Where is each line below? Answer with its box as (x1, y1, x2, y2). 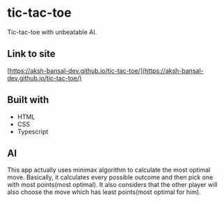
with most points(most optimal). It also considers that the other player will (7, 181, 218, 189)
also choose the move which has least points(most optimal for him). (7, 188, 201, 196)
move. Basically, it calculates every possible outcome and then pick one (7, 173, 214, 181)
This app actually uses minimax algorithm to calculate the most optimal (7, 165, 211, 174)
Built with (7, 94, 49, 106)
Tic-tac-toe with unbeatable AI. (7, 28, 97, 36)
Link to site (7, 48, 56, 60)
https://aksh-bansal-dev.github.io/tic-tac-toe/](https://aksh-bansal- (9, 66, 204, 74)
